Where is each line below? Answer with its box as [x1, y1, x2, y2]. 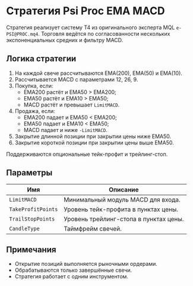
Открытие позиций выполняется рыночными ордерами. [14, 260, 157, 268]
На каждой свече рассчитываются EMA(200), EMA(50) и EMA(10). [14, 70, 183, 77]
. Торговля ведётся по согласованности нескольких [37, 30, 170, 37]
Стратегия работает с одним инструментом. [14, 273, 129, 280]
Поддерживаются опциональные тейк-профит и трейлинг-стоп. [6, 150, 168, 158]
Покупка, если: [14, 82, 53, 89]
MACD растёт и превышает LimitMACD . [23, 101, 120, 108]
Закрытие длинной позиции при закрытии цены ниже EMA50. [14, 133, 172, 140]
